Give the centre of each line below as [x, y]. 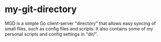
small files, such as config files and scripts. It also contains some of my [79, 28]
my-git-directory [41, 9]
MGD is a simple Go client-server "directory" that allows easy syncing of [80, 23]
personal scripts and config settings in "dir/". [51, 34]
